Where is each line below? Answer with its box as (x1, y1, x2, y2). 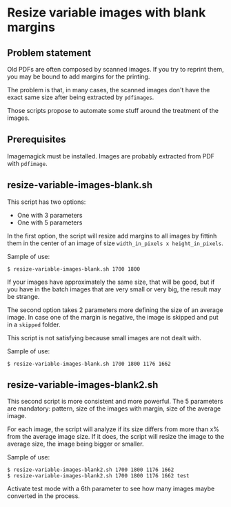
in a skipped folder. (7, 320, 61, 329)
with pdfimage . (7, 159, 48, 167)
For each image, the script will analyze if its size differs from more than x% (7, 425, 219, 433)
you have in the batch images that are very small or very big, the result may (7, 284, 221, 293)
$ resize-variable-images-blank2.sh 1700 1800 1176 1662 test (7, 473, 190, 479)
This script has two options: (7, 198, 86, 206)
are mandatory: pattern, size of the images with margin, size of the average (7, 404, 221, 413)
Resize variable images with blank (7, 5, 206, 21)
